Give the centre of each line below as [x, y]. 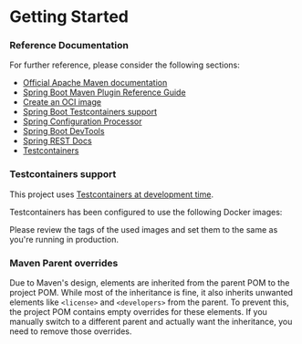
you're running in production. [64, 239]
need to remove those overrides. [71, 331]
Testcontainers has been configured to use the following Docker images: [146, 212]
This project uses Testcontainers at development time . [112, 194]
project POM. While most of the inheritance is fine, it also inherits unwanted [151, 293]
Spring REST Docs [57, 141]
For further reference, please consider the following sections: [125, 65]
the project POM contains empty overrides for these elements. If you [138, 312]
